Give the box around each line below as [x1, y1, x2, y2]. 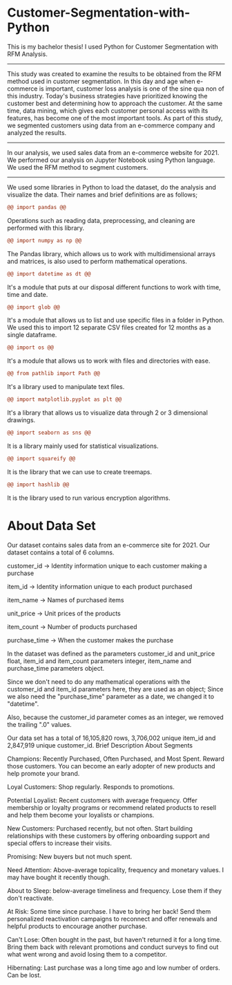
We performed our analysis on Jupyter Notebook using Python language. [7, 156, 215, 164]
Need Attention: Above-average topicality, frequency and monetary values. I [7, 865, 224, 874]
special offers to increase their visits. [7, 839, 112, 847]
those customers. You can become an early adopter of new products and [7, 761, 215, 770]
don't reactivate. [7, 894, 54, 902]
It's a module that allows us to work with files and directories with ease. [7, 356, 211, 365]
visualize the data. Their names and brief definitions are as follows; [7, 190, 198, 199]
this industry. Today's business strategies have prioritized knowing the [7, 91, 208, 100]
